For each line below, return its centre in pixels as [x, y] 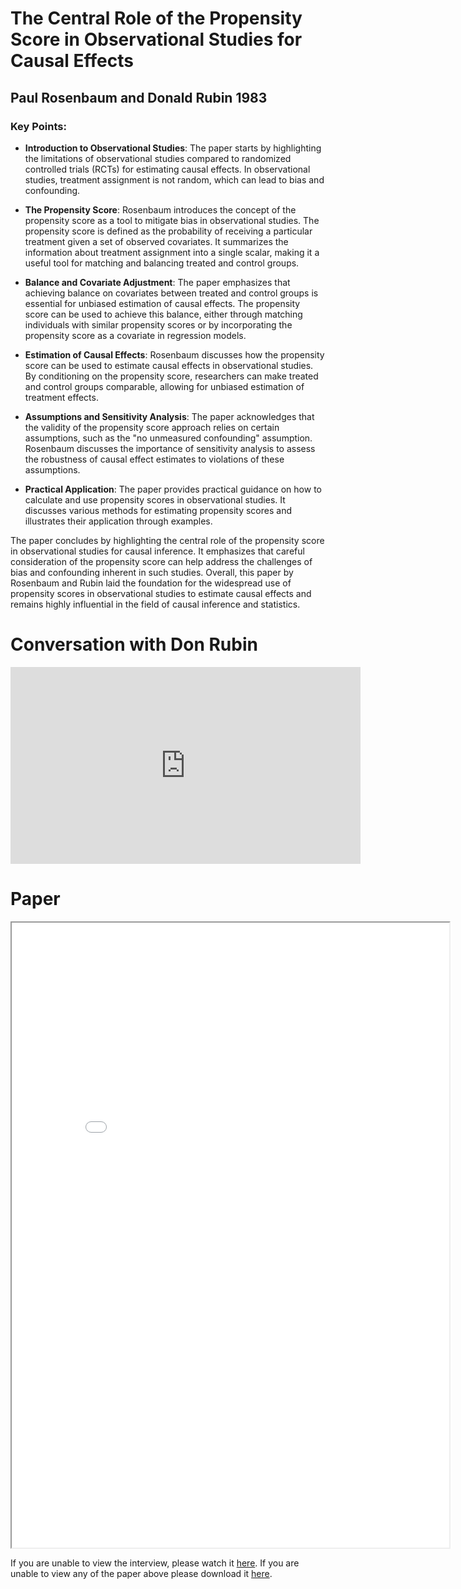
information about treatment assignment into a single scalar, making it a [172, 252]
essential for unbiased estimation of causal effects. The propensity [162, 303]
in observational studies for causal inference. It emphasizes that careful [157, 551]
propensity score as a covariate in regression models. [135, 335]
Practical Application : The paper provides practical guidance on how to [173, 489]
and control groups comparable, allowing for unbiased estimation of [164, 386]
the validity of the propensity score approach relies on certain [152, 427]
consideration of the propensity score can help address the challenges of [161, 561]
